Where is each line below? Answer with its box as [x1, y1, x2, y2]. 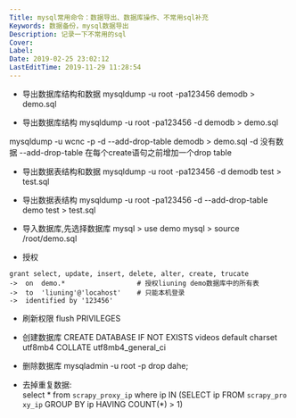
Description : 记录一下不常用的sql [9, 29, 127, 38]
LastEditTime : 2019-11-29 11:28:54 [9, 63, 142, 72]
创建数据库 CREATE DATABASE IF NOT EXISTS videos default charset [21, 331, 278, 342]
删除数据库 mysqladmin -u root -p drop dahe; [21, 360, 189, 371]
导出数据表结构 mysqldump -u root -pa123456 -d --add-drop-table [21, 194, 268, 205]
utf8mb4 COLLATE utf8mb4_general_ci [21, 341, 167, 353]
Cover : [9, 38, 34, 47]
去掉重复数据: [21, 379, 72, 389]
